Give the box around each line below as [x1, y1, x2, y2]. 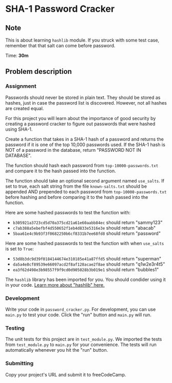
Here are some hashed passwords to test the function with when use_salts [5, 240, 164, 246]
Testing [5, 324, 25, 331]
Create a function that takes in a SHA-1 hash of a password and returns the [5, 136, 164, 142]
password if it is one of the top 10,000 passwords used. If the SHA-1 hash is [5, 142, 165, 148]
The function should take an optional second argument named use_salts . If [5, 177, 164, 184]
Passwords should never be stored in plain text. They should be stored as [5, 94, 161, 100]
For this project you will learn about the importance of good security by [5, 115, 156, 121]
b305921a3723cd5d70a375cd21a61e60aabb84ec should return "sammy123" [12, 219, 163, 226]
